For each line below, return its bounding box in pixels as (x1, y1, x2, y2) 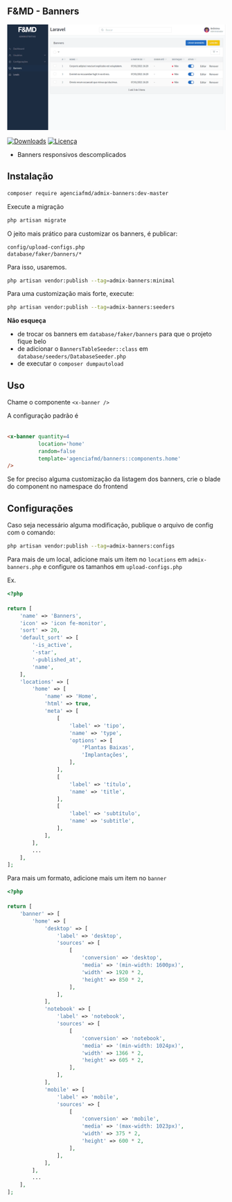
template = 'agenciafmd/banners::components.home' (37, 455, 181, 462)
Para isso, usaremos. (7, 263, 67, 271)
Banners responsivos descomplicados (17, 150, 127, 158)
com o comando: (7, 528, 55, 537)
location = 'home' (37, 441, 85, 447)
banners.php (7, 564, 42, 571)
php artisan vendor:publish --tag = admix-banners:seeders (7, 304, 175, 311)
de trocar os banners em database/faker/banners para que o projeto (17, 330, 213, 338)
